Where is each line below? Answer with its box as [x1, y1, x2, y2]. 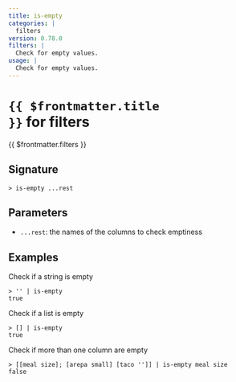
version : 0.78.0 [8, 34, 63, 43]
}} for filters [8, 113, 90, 131]
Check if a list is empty [8, 309, 84, 318]
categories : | [8, 19, 56, 27]
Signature [8, 162, 59, 177]
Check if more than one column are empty [8, 345, 149, 355]
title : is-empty [8, 11, 63, 20]
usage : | [8, 57, 38, 65]
